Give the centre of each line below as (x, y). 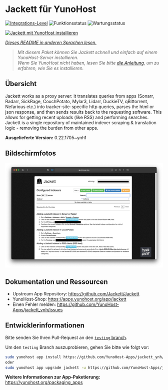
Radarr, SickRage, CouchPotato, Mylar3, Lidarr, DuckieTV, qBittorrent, (77, 101)
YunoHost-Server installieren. (48, 57)
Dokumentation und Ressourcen (57, 282)
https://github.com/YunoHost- (88, 304)
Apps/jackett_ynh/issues (37, 310)
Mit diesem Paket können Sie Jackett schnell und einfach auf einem (87, 52)
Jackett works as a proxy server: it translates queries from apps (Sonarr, (80, 96)
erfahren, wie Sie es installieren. (50, 68)
